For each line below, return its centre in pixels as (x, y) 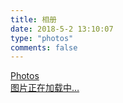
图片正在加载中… (45, 88)
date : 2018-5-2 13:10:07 (62, 29)
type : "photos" (42, 38)
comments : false (44, 47)
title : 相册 (33, 19)
